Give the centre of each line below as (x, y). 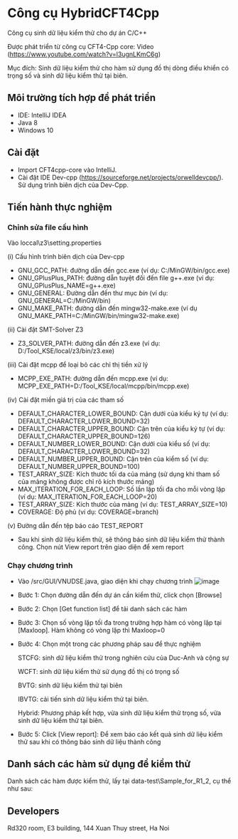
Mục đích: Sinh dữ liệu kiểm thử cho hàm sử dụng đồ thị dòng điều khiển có (118, 68)
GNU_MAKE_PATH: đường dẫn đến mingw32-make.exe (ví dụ (107, 308)
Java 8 (27, 122)
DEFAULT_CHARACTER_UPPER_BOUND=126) (84, 436)
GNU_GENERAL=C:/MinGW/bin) (64, 301)
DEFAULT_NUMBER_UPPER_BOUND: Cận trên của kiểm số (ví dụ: (113, 459)
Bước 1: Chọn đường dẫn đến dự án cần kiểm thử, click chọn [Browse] (120, 595)
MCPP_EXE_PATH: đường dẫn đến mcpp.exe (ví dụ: (93, 379)
